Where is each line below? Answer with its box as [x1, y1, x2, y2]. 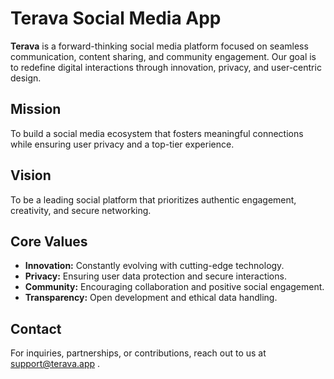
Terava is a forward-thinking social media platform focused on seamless [10, 40, 309, 52]
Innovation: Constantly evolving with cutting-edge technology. [24, 260, 285, 272]
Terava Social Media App [10, 7, 222, 30]
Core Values [10, 233, 88, 250]
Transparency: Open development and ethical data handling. [24, 292, 278, 304]
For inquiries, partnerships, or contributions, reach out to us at [10, 347, 267, 359]
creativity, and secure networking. [10, 204, 152, 216]
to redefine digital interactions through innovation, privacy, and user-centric [10, 61, 322, 73]
